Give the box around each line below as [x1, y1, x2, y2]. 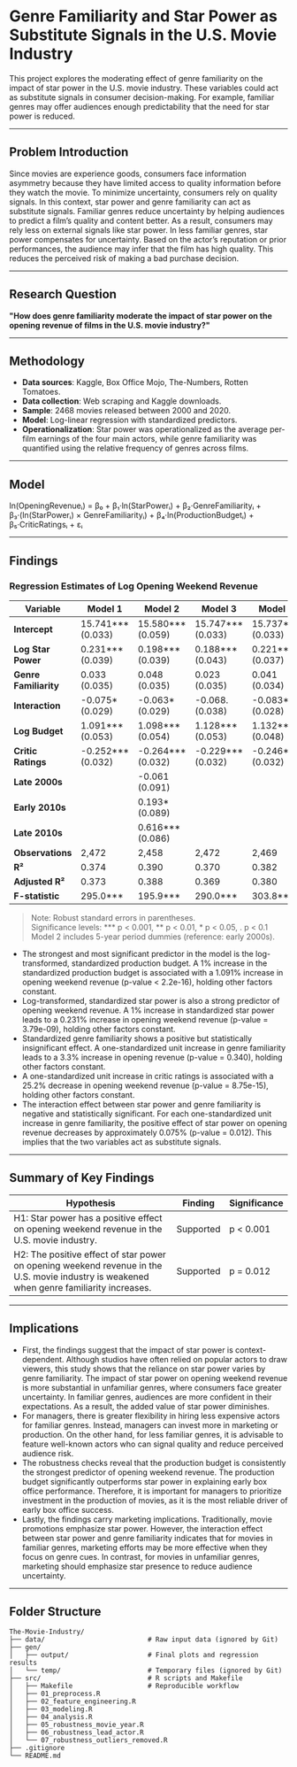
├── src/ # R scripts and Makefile [9, 1674, 243, 1683]
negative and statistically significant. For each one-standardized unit [21, 1108, 272, 1119]
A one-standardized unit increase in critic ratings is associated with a [21, 1070, 274, 1081]
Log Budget [13, 724, 64, 737]
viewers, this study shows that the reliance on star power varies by [21, 1363, 266, 1374]
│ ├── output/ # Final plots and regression [9, 1651, 259, 1660]
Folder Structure [9, 1604, 102, 1619]
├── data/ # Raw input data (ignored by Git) [9, 1635, 278, 1644]
